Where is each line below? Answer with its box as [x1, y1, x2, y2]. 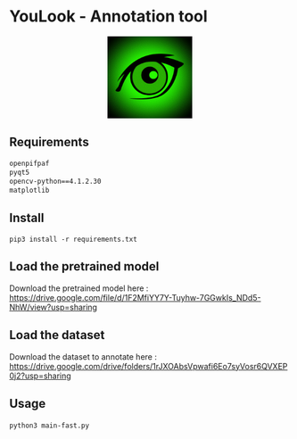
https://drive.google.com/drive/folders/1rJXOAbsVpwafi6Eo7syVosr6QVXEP [9, 360, 288, 371]
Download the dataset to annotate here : [9, 351, 158, 362]
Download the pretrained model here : [9, 283, 149, 294]
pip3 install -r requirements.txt [9, 235, 138, 244]
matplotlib [9, 186, 50, 195]
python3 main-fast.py [9, 421, 90, 430]
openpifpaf [9, 159, 50, 169]
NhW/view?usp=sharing [9, 302, 98, 312]
